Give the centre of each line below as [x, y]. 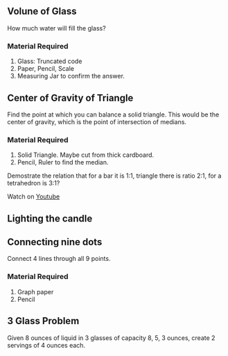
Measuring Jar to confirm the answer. [71, 76]
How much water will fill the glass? [56, 28]
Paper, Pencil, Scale [46, 69]
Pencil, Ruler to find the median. [63, 162]
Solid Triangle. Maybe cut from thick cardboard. [86, 155]
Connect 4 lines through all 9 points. [59, 259]
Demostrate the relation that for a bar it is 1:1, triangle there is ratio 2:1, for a [114, 176]
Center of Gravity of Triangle [70, 98]
